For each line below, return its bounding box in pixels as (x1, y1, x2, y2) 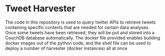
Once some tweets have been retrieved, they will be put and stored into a (5, 29, 155, 35)
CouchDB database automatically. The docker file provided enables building (5, 35, 161, 41)
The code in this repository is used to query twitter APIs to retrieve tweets (5, 19, 156, 25)
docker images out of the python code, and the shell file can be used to (5, 40, 151, 46)
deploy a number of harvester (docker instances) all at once (5, 45, 128, 51)
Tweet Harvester (5, 3, 76, 14)
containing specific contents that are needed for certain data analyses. (5, 24, 150, 30)
